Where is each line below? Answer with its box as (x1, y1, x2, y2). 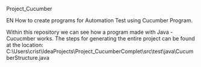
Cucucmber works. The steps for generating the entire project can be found (6, 35, 195, 42)
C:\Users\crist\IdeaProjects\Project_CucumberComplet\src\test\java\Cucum (6, 48, 194, 55)
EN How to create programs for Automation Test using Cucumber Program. (6, 17, 193, 24)
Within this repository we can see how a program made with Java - (6, 28, 173, 36)
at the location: (6, 42, 43, 48)
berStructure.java (6, 54, 49, 61)
